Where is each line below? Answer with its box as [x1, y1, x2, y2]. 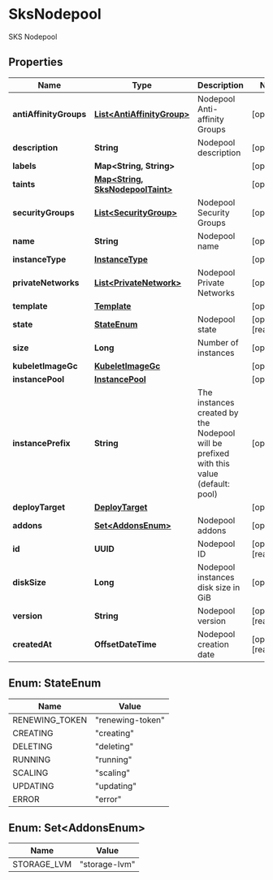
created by [197, 407, 239, 418]
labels [12, 160, 37, 171]
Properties [8, 55, 63, 69]
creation [197, 639, 229, 650]
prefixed [197, 448, 230, 459]
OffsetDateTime [93, 639, 157, 650]
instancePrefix [12, 437, 71, 449]
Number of [197, 336, 239, 348]
